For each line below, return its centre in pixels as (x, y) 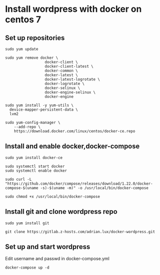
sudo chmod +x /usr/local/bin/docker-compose (52, 196)
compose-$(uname (22, 188)
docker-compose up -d (27, 268)
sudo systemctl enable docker (36, 171)
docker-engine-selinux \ (70, 92)
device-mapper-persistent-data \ (44, 110)
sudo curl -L (18, 179)
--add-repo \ (27, 127)
